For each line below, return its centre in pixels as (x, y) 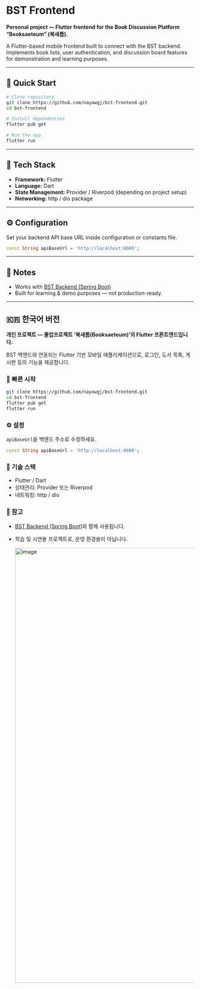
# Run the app (24, 135)
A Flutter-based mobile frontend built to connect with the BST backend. (94, 46)
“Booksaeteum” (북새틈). (37, 34)
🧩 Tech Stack (31, 165)
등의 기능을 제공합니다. (43, 362)
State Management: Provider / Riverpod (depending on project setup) (101, 192)
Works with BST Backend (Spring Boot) (63, 287)
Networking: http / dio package (54, 199)
